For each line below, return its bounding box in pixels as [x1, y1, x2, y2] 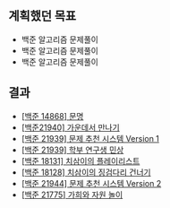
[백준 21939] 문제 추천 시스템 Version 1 [21, 133, 160, 143]
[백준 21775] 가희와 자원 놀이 [21, 189, 123, 200]
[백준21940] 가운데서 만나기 [21, 122, 120, 133]
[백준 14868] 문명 [21, 110, 84, 121]
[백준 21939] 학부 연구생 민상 [21, 144, 124, 155]
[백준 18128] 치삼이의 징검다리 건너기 [21, 167, 151, 178]
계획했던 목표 [8, 8, 77, 24]
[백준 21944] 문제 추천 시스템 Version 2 [21, 178, 162, 188]
